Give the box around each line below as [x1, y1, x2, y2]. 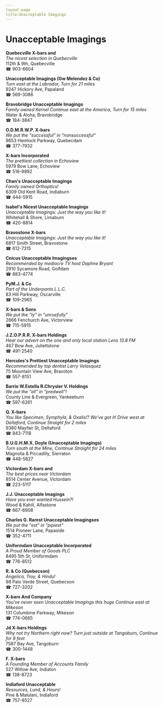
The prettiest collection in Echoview [5, 158, 79, 164]
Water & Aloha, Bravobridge [5, 112, 63, 118]
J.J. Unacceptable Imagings [5, 491, 65, 497]
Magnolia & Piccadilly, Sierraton [5, 451, 71, 457]
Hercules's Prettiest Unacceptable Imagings [5, 358, 99, 364]
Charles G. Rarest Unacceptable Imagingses [5, 517, 99, 523]
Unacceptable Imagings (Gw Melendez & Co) [5, 76, 100, 82]
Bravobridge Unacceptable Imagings [5, 101, 84, 108]
